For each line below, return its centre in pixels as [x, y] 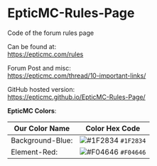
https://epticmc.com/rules [45, 54]
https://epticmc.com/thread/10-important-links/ [77, 76]
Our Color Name [42, 128]
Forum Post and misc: [39, 68]
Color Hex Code [113, 128]
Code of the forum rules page [51, 33]
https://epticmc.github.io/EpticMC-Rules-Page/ [76, 97]
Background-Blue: [42, 140]
